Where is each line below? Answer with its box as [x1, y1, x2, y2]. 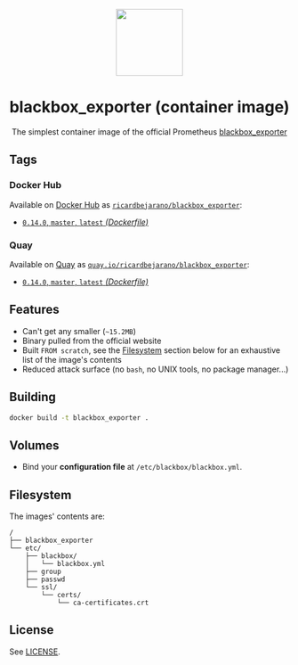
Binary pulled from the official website [21, 335, 162, 346]
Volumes [9, 438, 60, 453]
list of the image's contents [21, 354, 122, 365]
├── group [25, 567, 62, 577]
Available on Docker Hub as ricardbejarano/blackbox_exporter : [9, 199, 243, 209]
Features [9, 302, 60, 317]
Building [9, 390, 56, 405]
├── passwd [25, 575, 66, 584]
